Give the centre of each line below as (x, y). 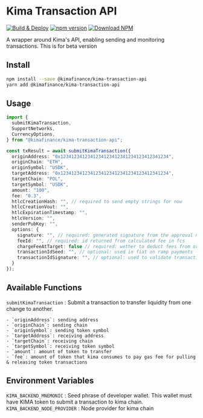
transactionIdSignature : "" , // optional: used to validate (94, 258)
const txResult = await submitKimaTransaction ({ (69, 151)
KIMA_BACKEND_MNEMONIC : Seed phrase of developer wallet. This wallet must (99, 395)
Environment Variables (50, 381)
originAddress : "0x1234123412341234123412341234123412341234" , (93, 156)
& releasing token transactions (47, 362)
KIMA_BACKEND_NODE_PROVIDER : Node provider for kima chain (80, 408)
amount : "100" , (31, 190)
